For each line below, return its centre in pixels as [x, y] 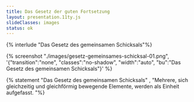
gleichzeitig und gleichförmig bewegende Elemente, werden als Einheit [93, 87]
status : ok [20, 28]
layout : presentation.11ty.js [44, 17]
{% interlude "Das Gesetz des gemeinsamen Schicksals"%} [79, 45]
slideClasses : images [33, 22]
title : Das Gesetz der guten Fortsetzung [58, 11]
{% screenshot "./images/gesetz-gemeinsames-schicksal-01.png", [88, 56]
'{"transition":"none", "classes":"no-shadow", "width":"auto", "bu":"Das [93, 62]
